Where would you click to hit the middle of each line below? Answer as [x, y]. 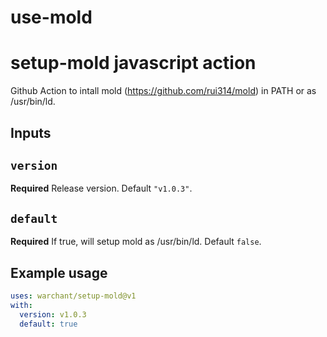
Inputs [31, 132]
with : [21, 305]
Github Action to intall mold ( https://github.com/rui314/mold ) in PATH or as [163, 91]
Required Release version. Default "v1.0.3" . [101, 188]
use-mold [51, 17]
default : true [48, 324]
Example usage [59, 272]
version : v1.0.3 [53, 314]
